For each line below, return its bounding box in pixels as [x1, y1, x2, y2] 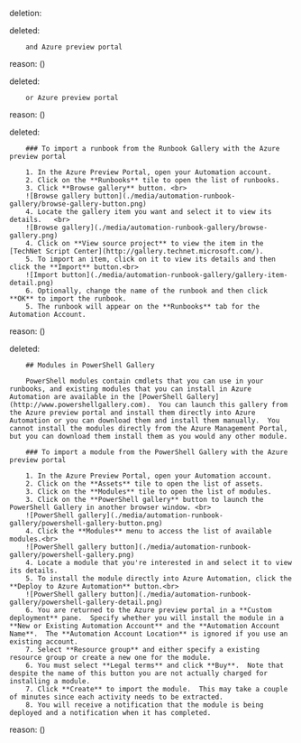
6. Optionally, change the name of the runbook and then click [25, 286, 269, 295]
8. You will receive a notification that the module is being [25, 701, 264, 710]
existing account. [9, 637, 78, 646]
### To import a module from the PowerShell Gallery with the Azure [25, 448, 288, 457]
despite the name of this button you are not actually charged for [9, 669, 269, 678]
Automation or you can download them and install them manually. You [9, 416, 280, 425]
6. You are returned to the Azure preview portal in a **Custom [25, 606, 272, 615]
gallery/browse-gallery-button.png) [9, 200, 147, 209]
